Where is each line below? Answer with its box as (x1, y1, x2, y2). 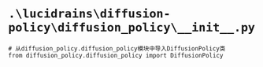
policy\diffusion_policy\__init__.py (8, 20, 256, 35)
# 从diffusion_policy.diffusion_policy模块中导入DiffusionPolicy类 (8, 44, 226, 53)
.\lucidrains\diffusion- (8, 6, 171, 21)
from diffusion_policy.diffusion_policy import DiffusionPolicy (8, 51, 224, 59)
